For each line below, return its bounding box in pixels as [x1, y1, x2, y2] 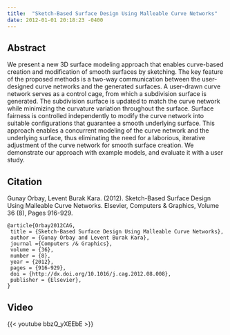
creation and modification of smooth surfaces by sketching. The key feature [7, 68, 223, 76]
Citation [7, 175, 43, 187]
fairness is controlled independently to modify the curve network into [7, 112, 204, 120]
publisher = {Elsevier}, [10, 277, 82, 284]
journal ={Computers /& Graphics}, [10, 240, 113, 247]
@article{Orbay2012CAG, [7, 222, 76, 229]
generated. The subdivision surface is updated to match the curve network [7, 97, 220, 106]
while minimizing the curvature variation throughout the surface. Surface [7, 104, 214, 113]
